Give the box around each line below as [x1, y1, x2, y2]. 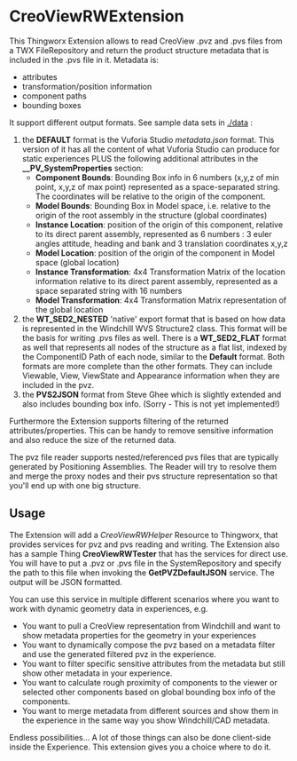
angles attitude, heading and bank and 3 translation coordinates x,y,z [35, 238, 288, 249]
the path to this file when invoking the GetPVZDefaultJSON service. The [9, 567, 275, 578]
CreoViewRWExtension [9, 6, 184, 27]
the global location [35, 304, 104, 314]
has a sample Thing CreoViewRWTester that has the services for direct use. [9, 548, 288, 559]
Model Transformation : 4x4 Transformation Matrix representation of [35, 295, 286, 305]
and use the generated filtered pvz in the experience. [21, 648, 217, 659]
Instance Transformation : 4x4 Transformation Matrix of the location [35, 266, 285, 277]
